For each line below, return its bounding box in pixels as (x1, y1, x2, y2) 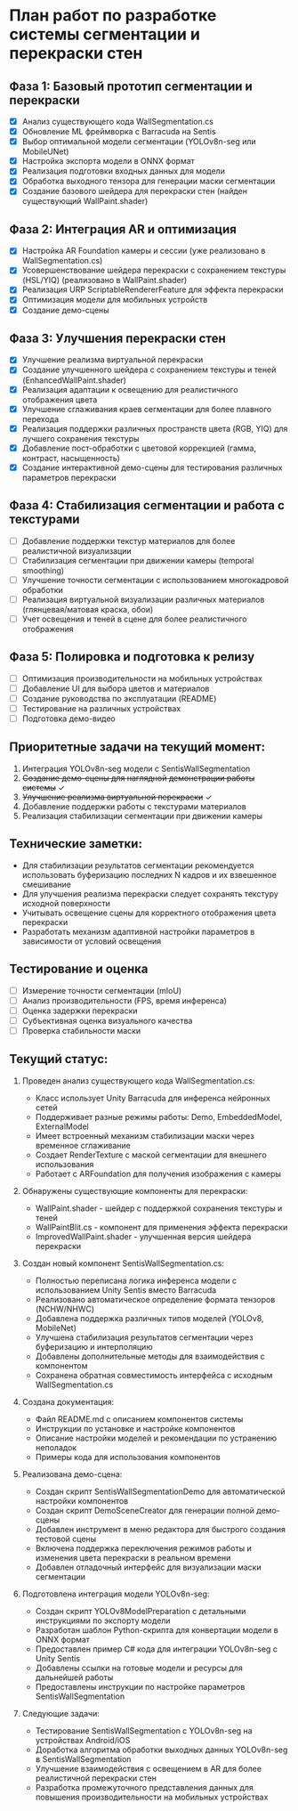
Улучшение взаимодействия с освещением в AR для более (35, 1763, 262, 1774)
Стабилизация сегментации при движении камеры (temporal (21, 555, 254, 565)
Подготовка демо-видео (21, 713, 116, 724)
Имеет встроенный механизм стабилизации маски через (35, 1130, 255, 1141)
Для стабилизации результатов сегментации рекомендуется (21, 860, 254, 871)
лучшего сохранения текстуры (21, 433, 140, 443)
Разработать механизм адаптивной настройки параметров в (21, 926, 255, 937)
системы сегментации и (9, 24, 200, 45)
